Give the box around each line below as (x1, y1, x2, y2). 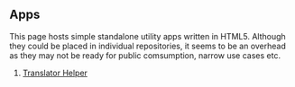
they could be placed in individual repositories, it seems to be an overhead (9, 40, 287, 51)
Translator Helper (22, 67, 88, 78)
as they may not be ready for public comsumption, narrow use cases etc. (9, 49, 281, 61)
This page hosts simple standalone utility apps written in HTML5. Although (9, 30, 286, 41)
